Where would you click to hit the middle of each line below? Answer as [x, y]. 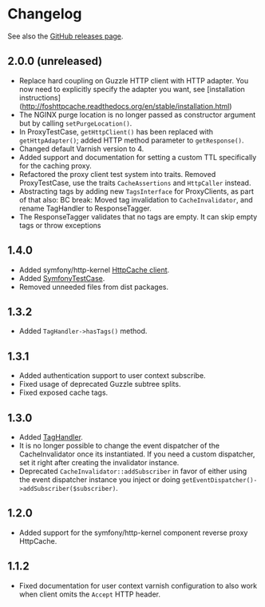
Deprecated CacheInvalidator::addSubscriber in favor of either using [133, 471]
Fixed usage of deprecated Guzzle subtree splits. [100, 384]
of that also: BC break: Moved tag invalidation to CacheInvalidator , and [136, 199]
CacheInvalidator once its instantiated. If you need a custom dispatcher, [137, 454]
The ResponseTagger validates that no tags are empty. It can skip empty [138, 216]
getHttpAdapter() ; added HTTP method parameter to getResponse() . [131, 140]
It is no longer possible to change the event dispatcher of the [119, 446]
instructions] [40, 98]
